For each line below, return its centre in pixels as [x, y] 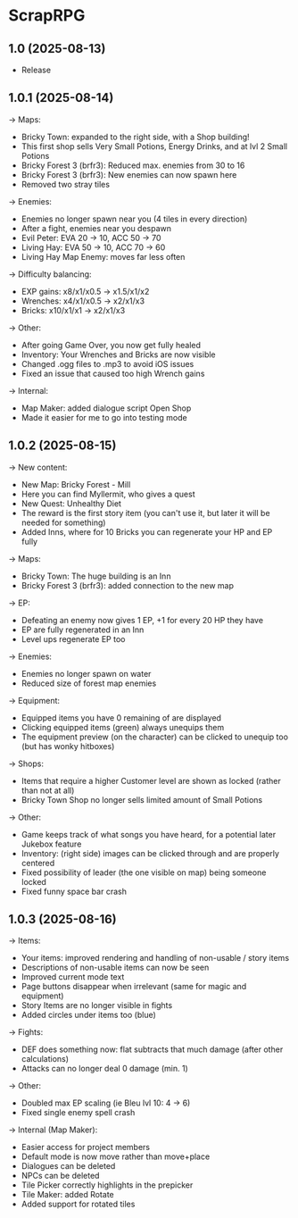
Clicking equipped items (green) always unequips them [123, 727]
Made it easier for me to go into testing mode [104, 417]
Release [36, 70]
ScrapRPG [47, 16]
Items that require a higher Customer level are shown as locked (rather [151, 780]
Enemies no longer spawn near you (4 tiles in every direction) [134, 219]
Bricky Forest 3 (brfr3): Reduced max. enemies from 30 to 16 [133, 165]
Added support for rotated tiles [78, 1204]
